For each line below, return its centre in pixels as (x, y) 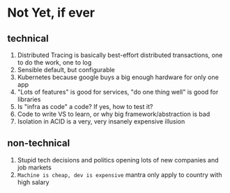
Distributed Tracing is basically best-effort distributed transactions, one (120, 55)
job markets (34, 167)
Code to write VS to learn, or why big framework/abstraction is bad (114, 114)
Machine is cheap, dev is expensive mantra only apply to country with (120, 174)
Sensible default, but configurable (66, 70)
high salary (33, 182)
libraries (29, 99)
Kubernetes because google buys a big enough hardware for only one (118, 77)
